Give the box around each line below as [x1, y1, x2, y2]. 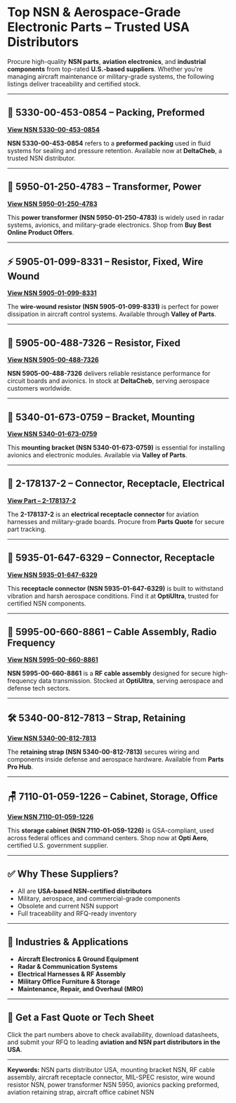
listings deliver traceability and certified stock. [7, 79, 141, 88]
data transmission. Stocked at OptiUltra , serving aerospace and [38, 677, 223, 685]
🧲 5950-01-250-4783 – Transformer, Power [7, 181, 202, 193]
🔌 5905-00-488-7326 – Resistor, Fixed [7, 337, 181, 348]
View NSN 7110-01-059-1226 [7, 813, 94, 821]
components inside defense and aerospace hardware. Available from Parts [7, 755, 224, 764]
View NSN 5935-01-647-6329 [7, 570, 98, 579]
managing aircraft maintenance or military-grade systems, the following [7, 72, 214, 81]
